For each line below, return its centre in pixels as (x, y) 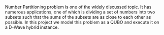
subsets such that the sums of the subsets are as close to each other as (78, 17)
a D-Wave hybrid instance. (32, 27)
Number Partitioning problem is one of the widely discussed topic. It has (78, 7)
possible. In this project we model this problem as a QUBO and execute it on (82, 22)
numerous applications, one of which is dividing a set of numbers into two (80, 12)
